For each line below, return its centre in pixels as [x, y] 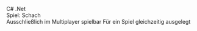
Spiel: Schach [23, 15]
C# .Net [16, 9]
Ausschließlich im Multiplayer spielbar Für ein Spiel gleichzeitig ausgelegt [99, 22]
